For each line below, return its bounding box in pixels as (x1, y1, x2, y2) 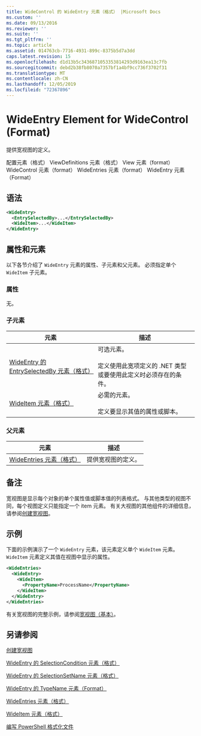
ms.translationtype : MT (6, 70, 66, 76)
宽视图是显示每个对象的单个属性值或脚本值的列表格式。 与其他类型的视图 (6, 494, 186, 501)
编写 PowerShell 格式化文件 (6, 723, 74, 731)
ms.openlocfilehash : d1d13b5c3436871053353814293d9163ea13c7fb (6, 59, 167, 65)
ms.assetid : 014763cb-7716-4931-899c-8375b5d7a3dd (6, 48, 135, 54)
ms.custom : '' (6, 14, 42, 20)
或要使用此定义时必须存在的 (98, 370, 176, 378)
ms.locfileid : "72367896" (6, 87, 71, 93)
